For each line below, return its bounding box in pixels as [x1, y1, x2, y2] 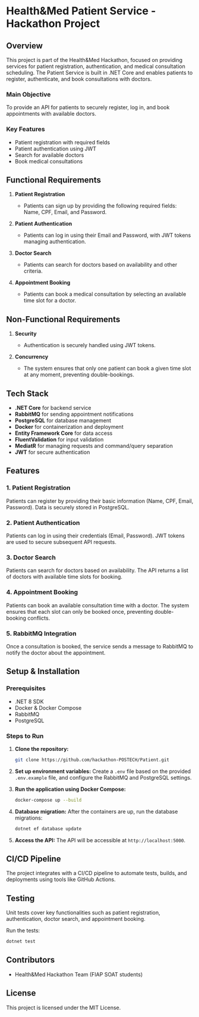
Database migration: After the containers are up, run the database [14, 808, 178, 815]
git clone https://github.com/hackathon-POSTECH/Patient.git [14, 756, 170, 763]
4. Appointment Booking [6, 588, 78, 596]
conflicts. [27, 614, 50, 622]
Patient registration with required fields [14, 138, 110, 146]
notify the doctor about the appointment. [6, 649, 106, 656]
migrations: [14, 814, 43, 821]
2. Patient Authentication [6, 518, 80, 527]
